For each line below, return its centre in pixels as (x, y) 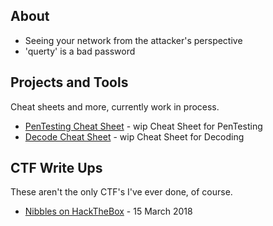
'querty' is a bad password (80, 51)
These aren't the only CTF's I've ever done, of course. (121, 192)
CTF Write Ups (56, 168)
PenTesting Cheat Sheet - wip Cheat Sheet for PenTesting (143, 126)
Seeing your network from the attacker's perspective (133, 40)
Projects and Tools (69, 82)
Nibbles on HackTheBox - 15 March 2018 (108, 211)
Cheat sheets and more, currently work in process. (115, 106)
